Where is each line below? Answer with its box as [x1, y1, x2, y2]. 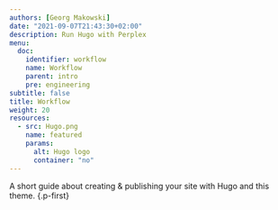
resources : [9, 114, 50, 123]
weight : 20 [9, 105, 50, 114]
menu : [9, 38, 30, 48]
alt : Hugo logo [32, 147, 91, 156]
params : [25, 139, 54, 148]
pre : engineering [25, 80, 91, 89]
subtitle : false [9, 88, 70, 97]
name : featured [25, 131, 83, 140]
